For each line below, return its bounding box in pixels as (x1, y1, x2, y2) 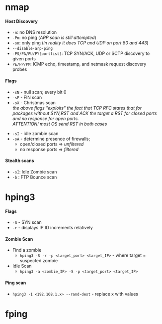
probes (12, 66, 27, 72)
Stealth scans (5, 158, 34, 163)
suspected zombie (19, 258, 58, 264)
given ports (12, 56, 36, 62)
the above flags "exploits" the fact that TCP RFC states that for (12, 105, 142, 111)
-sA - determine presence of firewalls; (12, 136, 90, 142)
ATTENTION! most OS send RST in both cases (12, 121, 107, 127)
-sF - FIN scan (12, 94, 42, 100)
